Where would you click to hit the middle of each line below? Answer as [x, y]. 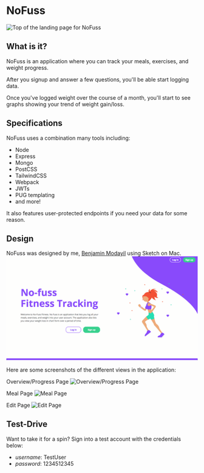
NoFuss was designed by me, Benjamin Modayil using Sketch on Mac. [94, 254]
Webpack [27, 182]
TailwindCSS [31, 175]
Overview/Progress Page [38, 382]
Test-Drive [27, 424]
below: [15, 445]
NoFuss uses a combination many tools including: [68, 138]
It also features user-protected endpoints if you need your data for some [97, 213]
